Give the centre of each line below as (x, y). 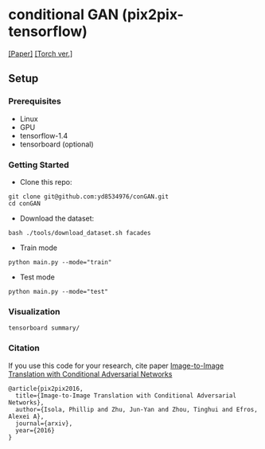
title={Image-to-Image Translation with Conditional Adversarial (126, 396)
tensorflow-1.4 (44, 135)
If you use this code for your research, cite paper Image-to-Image (116, 365)
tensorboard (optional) (57, 144)
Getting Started (39, 165)
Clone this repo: (46, 182)
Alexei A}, (26, 416)
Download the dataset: (57, 218)
